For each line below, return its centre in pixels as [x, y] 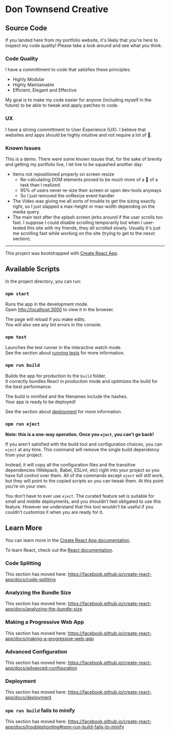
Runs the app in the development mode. [47, 304]
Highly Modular [29, 79]
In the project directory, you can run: [43, 281]
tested [19, 228]
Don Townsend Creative [57, 9]
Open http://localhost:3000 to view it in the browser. [60, 309]
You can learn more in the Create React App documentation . [68, 540]
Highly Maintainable [33, 85]
